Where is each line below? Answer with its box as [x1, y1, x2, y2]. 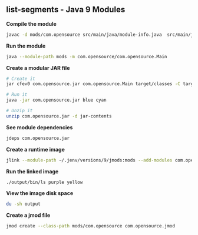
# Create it [6, 76, 35, 82]
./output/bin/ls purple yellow [6, 179, 83, 185]
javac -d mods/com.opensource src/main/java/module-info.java [6, 32, 162, 38]
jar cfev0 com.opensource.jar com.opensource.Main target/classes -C [6, 81, 181, 87]
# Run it [6, 92, 28, 98]
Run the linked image [6, 167, 59, 175]
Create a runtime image [6, 146, 65, 153]
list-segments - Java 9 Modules [6, 5, 126, 15]
